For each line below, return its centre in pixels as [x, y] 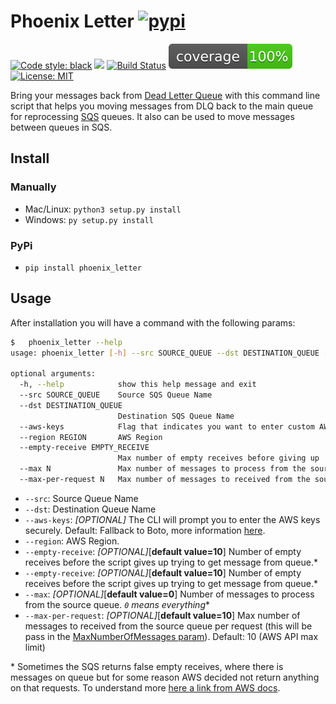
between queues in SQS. [61, 127]
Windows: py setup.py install [89, 219]
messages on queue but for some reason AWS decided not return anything [165, 677]
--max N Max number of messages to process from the [163, 469]
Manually [33, 187]
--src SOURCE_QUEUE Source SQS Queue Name [116, 395]
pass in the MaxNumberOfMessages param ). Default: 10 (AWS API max [171, 636]
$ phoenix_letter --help [66, 342]
